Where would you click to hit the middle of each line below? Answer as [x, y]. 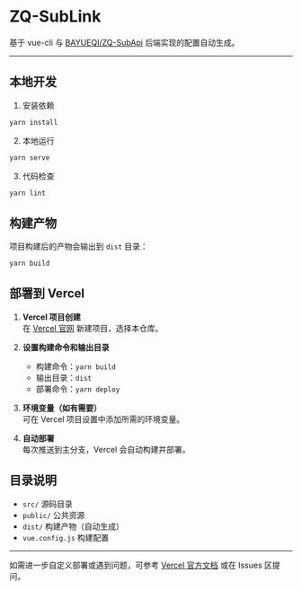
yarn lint [28, 193]
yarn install [34, 122]
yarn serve [30, 158]
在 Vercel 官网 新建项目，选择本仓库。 [93, 328]
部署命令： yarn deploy [78, 389]
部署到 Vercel [47, 294]
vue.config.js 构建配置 [66, 537]
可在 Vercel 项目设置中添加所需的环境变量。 [103, 418]
